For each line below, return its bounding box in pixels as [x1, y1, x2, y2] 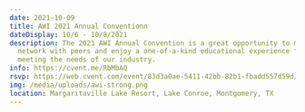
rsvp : [9, 72, 30, 81]
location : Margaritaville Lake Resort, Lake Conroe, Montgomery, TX [9, 89, 274, 98]
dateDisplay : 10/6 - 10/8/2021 [9, 30, 128, 39]
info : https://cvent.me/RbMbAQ [9, 64, 128, 73]
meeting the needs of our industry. [17, 55, 156, 64]
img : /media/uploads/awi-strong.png [9, 80, 148, 89]
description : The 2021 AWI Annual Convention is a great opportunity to [9, 38, 290, 48]
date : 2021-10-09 [9, 13, 75, 23]
